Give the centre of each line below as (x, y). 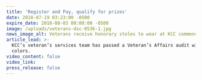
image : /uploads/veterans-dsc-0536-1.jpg (59, 29)
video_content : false (33, 57)
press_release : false (33, 68)
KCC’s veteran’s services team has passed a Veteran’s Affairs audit (100, 46)
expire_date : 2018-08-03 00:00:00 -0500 (58, 23)
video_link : (21, 62)
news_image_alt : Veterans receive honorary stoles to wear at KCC (91, 34)
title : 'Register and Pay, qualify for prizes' (67, 12)
